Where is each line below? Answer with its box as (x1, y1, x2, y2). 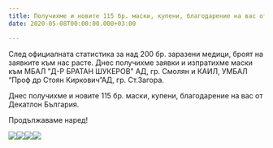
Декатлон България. (8, 99, 80, 109)
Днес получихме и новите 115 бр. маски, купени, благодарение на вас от (8, 90, 263, 100)
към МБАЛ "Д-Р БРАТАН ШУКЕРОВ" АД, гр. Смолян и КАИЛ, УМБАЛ (8, 66, 248, 76)
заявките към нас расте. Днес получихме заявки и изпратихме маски (8, 58, 253, 67)
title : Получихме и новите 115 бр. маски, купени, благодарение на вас (8, 11, 256, 20)
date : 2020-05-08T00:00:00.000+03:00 (8, 20, 136, 28)
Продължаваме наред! (8, 115, 88, 124)
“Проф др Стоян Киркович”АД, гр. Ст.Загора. (8, 75, 165, 85)
